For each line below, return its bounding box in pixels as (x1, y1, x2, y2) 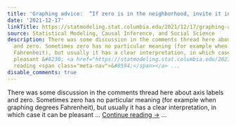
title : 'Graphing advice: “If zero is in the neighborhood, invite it (7, 10, 221, 17)
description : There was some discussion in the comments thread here (7, 36, 216, 43)
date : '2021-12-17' (7, 17, 65, 24)
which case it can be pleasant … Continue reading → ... (7, 110, 167, 119)
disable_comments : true (7, 69, 77, 76)
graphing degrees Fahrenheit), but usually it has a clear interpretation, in (7, 103, 216, 111)
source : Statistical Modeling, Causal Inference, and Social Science (7, 29, 216, 37)
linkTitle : (7, 23, 39, 30)
